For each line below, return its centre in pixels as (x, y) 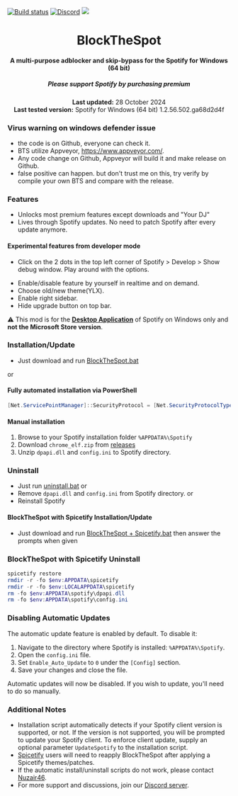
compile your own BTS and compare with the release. (96, 181)
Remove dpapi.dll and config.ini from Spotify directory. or (105, 494)
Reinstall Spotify (41, 501)
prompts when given (47, 540)
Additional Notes (37, 710)
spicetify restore (34, 574)
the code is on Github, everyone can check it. (84, 143)
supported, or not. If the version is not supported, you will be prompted (121, 732)
